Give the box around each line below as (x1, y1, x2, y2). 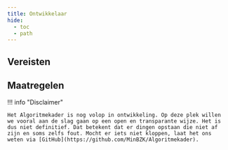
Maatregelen (7, 80, 65, 92)
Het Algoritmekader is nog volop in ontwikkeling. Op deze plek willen (7, 111, 221, 119)
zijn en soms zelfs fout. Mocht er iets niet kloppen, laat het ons (7, 130, 212, 137)
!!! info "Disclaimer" (7, 98, 64, 107)
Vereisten (7, 55, 51, 67)
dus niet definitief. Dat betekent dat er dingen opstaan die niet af (7, 124, 218, 131)
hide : (7, 17, 23, 24)
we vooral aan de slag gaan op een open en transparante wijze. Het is (7, 118, 221, 125)
